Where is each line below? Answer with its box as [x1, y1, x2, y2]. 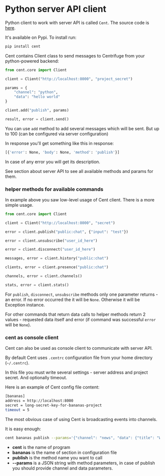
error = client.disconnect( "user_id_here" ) [5, 247, 96, 252]
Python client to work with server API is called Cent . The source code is [5, 20, 149, 26]
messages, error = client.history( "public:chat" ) [5, 256, 109, 261]
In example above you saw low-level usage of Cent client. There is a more [5, 196, 155, 202]
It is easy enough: [5, 426, 41, 432]
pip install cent [5, 44, 41, 49]
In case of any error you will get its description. [5, 159, 101, 165]
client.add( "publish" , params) [5, 108, 69, 113]
